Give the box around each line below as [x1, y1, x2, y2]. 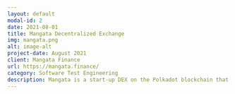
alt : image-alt [7, 43, 52, 50]
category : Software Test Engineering [7, 69, 119, 76]
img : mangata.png [7, 37, 59, 44]
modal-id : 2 [7, 17, 42, 24]
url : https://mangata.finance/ [7, 63, 100, 70]
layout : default [7, 10, 55, 18]
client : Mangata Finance [7, 57, 80, 64]
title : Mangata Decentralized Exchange [7, 30, 125, 37]
